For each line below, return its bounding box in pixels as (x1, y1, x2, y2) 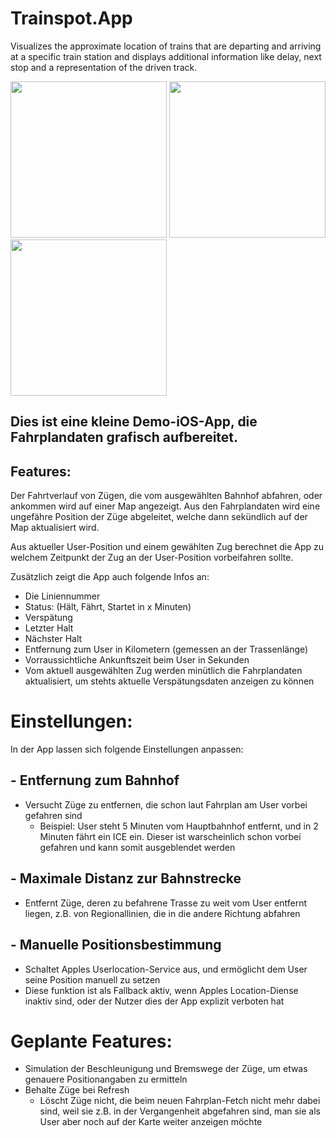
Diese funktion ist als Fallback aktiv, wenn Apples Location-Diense (24, 984, 299, 996)
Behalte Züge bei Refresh (24, 1084, 130, 1096)
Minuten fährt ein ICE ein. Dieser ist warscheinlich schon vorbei (39, 830, 302, 842)
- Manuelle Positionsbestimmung (10, 937, 222, 954)
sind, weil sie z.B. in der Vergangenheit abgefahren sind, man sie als (39, 1105, 321, 1117)
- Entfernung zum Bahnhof (10, 772, 180, 789)
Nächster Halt (24, 633, 83, 645)
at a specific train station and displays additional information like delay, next (10, 50, 322, 62)
